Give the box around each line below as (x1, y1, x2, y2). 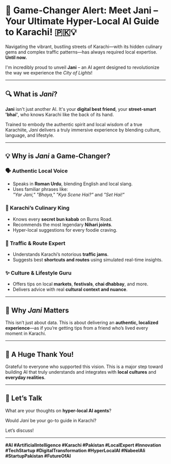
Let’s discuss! (5, 427, 34, 433)
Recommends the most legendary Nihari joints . (12, 222, 112, 228)
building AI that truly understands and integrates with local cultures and (5, 369, 157, 375)
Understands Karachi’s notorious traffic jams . (12, 251, 109, 257)
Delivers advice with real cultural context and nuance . (12, 286, 128, 292)
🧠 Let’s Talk (5, 394, 42, 403)
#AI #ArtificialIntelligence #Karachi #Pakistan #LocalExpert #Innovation (5, 442, 161, 448)
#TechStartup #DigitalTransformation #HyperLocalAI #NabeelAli (5, 447, 146, 453)
